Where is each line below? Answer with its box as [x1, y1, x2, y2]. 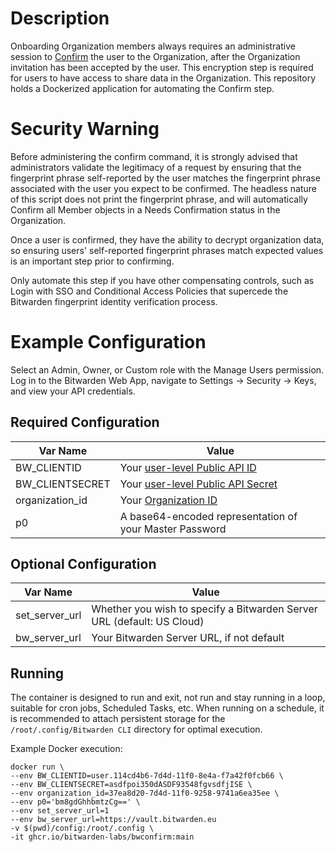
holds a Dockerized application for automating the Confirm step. [10, 82, 275, 94]
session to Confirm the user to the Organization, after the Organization [10, 50, 301, 62]
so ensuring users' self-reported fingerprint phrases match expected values [10, 244, 324, 256]
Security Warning [10, 118, 160, 141]
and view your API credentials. [10, 385, 136, 397]
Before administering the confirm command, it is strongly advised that [10, 150, 298, 162]
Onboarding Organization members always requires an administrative [10, 40, 296, 52]
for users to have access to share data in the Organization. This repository [10, 72, 317, 84]
